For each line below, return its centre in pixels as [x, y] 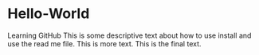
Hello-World [49, 14]
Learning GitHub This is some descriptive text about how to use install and [129, 35]
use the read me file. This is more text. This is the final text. [104, 43]
